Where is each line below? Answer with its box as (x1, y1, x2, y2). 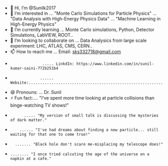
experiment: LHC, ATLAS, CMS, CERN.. (10, 43, 93, 49)
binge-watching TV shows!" (10, 102, 69, 108)
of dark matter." (10, 117, 47, 123)
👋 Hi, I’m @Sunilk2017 (10, 5, 56, 11)
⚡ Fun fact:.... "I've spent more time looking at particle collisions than (10, 95, 155, 101)
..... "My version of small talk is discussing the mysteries (23, 113, 159, 118)
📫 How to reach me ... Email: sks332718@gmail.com (10, 49, 121, 55)
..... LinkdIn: (42, 61, 75, 66)
